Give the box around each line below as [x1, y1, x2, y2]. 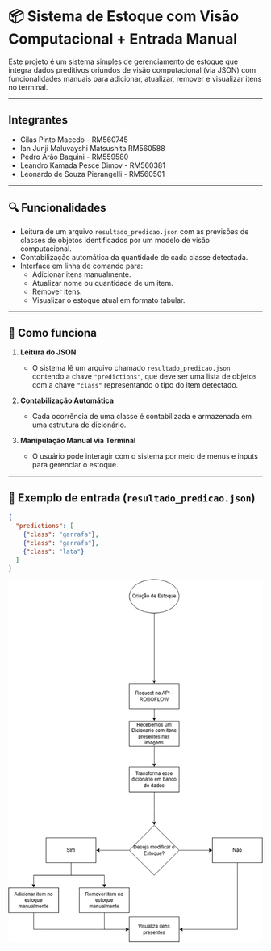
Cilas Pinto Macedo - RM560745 [19, 135, 128, 145]
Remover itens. [31, 287, 82, 296]
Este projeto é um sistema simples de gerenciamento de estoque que [8, 57, 239, 66]
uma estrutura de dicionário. [31, 420, 127, 429]
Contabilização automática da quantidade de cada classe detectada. [19, 252, 248, 262]
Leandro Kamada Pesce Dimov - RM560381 [19, 160, 165, 170]
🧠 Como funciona [8, 325, 97, 340]
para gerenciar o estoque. [31, 460, 119, 470]
